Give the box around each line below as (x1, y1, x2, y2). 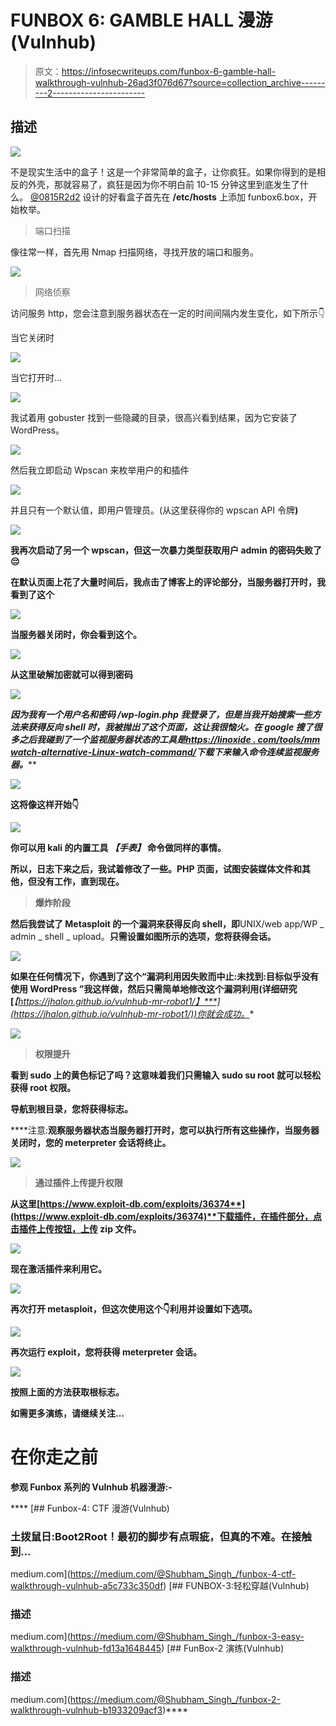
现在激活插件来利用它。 (10, 1262, 107, 1275)
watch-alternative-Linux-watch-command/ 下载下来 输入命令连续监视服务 (10, 746, 320, 758)
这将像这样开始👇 (10, 798, 80, 810)
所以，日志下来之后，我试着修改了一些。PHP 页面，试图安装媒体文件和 (10, 862, 302, 875)
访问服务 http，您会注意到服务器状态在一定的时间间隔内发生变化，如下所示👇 (10, 307, 326, 319)
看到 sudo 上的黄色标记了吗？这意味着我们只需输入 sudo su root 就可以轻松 (10, 1069, 322, 1081)
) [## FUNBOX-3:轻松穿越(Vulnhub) (163, 1579, 310, 1591)
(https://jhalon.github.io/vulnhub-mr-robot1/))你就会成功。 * (10, 1007, 255, 1020)
